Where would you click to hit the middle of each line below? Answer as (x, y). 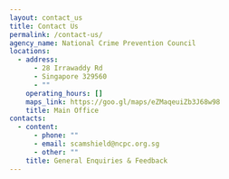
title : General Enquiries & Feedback (97, 160)
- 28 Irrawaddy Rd (68, 69)
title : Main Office (62, 110)
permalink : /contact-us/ (56, 34)
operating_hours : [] (64, 93)
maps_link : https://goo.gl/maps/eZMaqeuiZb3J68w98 (123, 102)
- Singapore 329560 (70, 77)
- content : (38, 127)
